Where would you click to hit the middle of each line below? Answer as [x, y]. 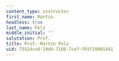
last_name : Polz [26, 28]
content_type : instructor [37, 11]
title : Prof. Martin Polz [37, 44]
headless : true [24, 22]
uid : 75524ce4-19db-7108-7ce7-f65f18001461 [60, 49]
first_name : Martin [30, 17]
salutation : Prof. [28, 38]
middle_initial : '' [30, 33]
